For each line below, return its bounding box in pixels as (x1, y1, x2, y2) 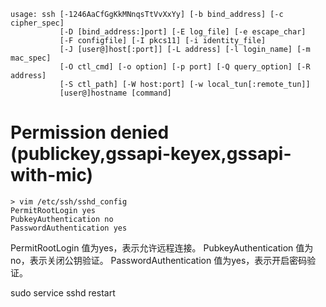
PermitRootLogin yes (10, 205, 97, 215)
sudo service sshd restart (10, 286, 116, 299)
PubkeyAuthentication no (10, 214, 114, 224)
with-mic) (10, 164, 94, 187)
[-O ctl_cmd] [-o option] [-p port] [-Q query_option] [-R (59, 62, 311, 72)
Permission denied (10, 121, 170, 144)
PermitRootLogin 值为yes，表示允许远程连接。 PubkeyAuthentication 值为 (10, 241, 314, 254)
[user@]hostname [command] (59, 88, 172, 98)
